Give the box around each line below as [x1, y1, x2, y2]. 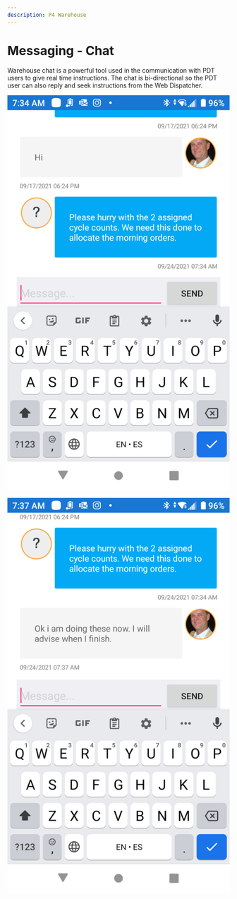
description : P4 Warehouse [7, 11, 87, 18]
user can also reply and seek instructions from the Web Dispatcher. [7, 81, 203, 90]
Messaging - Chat [7, 42, 114, 59]
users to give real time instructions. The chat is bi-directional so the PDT [7, 73, 217, 82]
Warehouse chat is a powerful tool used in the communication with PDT [7, 66, 215, 74]
